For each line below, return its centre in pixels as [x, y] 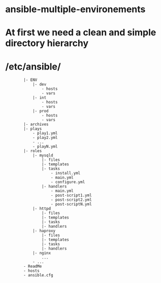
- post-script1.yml [71, 196]
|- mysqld [43, 156]
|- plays [33, 129]
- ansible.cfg [38, 275]
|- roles [33, 151]
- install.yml [66, 173]
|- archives [36, 125]
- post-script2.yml [71, 200]
